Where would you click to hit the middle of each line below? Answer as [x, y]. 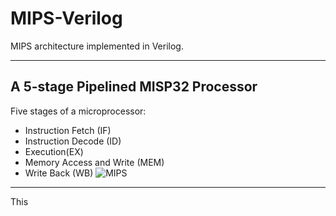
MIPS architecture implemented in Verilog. [97, 46]
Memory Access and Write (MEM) [94, 162]
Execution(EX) [54, 151]
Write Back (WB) [59, 173]
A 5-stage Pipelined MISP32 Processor [134, 87]
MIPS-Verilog [66, 18]
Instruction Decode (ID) [73, 141]
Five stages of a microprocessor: [78, 111]
